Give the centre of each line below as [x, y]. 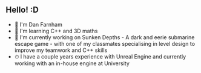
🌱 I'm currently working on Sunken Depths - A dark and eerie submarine [104, 37]
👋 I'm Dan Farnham [38, 24]
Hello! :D [22, 10]
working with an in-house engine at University [72, 63]
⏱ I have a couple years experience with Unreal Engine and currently [100, 56]
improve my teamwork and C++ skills [61, 50]
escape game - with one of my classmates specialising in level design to [104, 43]
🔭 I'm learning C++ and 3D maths [56, 31]
